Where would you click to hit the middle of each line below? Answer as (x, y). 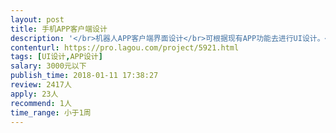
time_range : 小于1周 (51, 112)
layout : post (37, 19)
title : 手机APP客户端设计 (59, 29)
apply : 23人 (34, 94)
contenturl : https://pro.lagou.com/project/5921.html (125, 47)
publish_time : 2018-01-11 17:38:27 (84, 76)
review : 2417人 (41, 85)
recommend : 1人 (41, 103)
